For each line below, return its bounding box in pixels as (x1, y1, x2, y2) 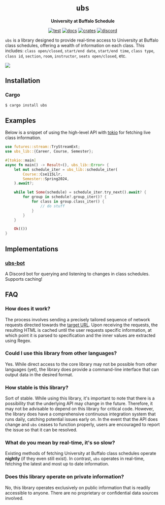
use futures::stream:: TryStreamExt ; (5, 145, 80, 150)
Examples (5, 116, 36, 125)
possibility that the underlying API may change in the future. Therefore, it (5, 401, 153, 406)
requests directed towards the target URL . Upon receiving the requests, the (5, 322, 158, 328)
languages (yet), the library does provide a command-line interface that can (5, 366, 159, 372)
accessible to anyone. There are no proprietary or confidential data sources (5, 490, 159, 496)
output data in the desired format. (5, 371, 73, 377)
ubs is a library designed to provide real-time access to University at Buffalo (5, 37, 159, 43)
